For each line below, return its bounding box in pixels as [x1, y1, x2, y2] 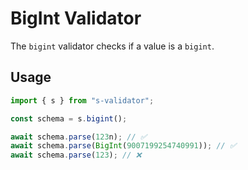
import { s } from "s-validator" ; [10, 95, 155, 106]
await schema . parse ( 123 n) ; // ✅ [10, 132, 147, 142]
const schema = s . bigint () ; [10, 113, 128, 124]
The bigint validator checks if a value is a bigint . [10, 40, 215, 52]
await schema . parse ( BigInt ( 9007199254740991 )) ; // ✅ [10, 141, 237, 151]
